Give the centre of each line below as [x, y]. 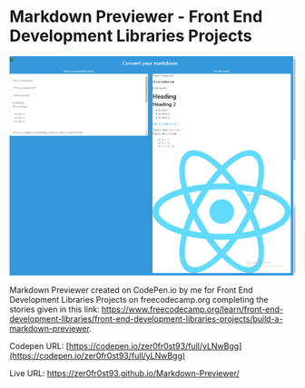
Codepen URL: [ [39, 346]
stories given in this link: [54, 309]
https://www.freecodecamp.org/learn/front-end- [192, 309]
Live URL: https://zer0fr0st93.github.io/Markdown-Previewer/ [124, 373]
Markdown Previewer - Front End [136, 17]
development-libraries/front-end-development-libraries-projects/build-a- [146, 319]
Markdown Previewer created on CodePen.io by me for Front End [131, 290]
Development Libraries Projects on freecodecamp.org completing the [139, 300]
